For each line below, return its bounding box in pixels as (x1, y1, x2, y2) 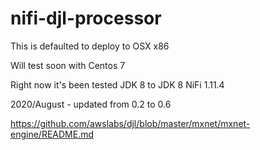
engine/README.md (10, 128, 95, 140)
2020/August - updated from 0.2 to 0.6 (10, 98, 172, 110)
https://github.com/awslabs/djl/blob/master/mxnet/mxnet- (10, 117, 251, 129)
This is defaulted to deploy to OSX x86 (10, 40, 170, 52)
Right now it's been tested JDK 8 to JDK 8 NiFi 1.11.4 (10, 78, 225, 91)
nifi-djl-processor (10, 7, 162, 30)
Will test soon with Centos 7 (10, 59, 126, 71)
